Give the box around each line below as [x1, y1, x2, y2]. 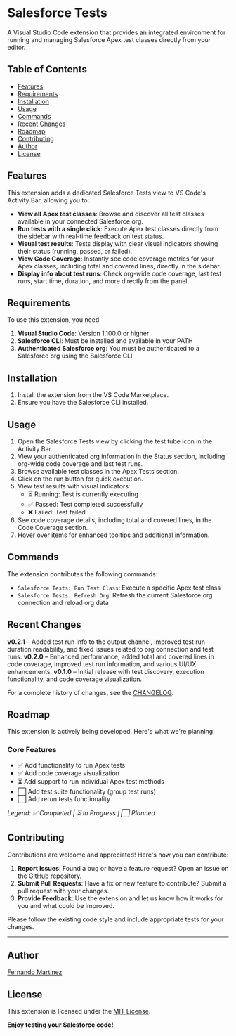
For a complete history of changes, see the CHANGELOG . [7, 688, 174, 697]
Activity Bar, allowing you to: [7, 195, 90, 205]
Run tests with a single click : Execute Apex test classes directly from [17, 224, 219, 233]
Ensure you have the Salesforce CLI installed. [17, 399, 149, 407]
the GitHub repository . [17, 872, 82, 880]
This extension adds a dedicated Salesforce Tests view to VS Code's [7, 188, 206, 197]
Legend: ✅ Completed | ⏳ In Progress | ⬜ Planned [7, 808, 156, 817]
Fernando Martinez [7, 968, 63, 976]
